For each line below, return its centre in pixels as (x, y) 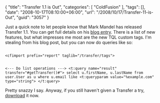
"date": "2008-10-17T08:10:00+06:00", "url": (50, 12)
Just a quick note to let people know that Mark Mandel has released (73, 27)
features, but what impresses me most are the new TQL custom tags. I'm (78, 37)
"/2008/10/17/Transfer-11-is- (125, 12)
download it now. (22, 95)
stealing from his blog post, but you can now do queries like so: (69, 42)
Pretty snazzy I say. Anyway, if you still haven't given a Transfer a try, (75, 90)
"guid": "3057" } (33, 17)
